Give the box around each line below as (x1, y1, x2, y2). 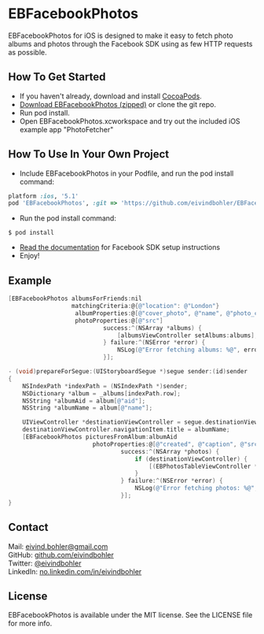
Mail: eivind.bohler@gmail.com (8, 541, 108, 551)
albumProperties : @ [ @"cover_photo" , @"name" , (75, 309, 223, 317)
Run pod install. (19, 108, 71, 117)
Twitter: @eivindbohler (8, 558, 82, 568)
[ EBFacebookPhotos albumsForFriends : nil (8, 295, 143, 303)
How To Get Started (8, 70, 106, 83)
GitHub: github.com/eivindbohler (8, 550, 114, 559)
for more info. (8, 619, 53, 628)
